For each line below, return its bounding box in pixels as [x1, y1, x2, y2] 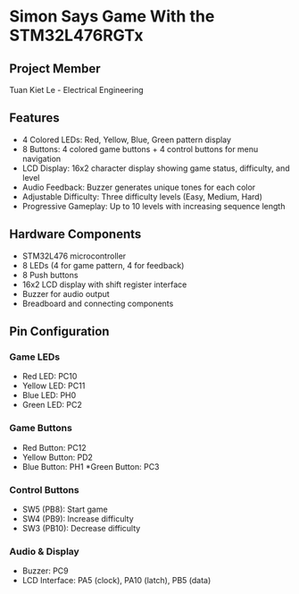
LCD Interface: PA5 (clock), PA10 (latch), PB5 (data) [21, 575, 212, 586]
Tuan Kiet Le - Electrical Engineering [9, 85, 145, 95]
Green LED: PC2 [21, 400, 82, 411]
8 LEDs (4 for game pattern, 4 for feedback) [21, 259, 185, 270]
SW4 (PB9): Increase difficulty [21, 513, 134, 524]
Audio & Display [9, 545, 80, 557]
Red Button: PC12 [21, 442, 87, 453]
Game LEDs [9, 351, 61, 363]
